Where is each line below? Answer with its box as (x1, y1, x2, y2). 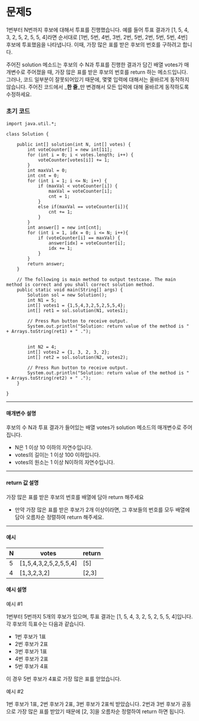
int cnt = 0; (27, 173, 60, 179)
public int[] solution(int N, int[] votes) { (17, 142, 131, 148)
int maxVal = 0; (27, 167, 68, 174)
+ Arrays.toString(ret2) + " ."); (6, 375, 92, 382)
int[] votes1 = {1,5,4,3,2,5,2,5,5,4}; (27, 303, 126, 309)
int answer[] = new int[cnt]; (27, 225, 102, 231)
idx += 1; (48, 246, 73, 252)
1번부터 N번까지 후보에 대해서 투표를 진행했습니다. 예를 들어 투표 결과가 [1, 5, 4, (6, 26, 190, 33)
